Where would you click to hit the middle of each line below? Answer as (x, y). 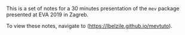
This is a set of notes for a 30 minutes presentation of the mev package (93, 8)
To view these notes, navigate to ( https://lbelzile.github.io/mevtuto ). (90, 26)
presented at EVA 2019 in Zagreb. (47, 15)
